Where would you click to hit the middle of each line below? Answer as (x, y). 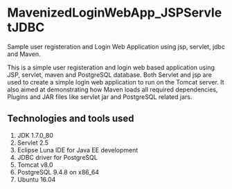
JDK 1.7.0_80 (35, 135)
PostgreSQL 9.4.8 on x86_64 (58, 172)
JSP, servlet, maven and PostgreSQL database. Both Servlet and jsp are (110, 75)
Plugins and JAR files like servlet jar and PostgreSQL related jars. (100, 97)
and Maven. (24, 54)
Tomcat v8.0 (35, 165)
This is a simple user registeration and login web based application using (111, 67)
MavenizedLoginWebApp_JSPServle (115, 13)
